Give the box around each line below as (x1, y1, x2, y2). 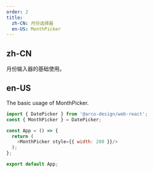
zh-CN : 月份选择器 (12, 20, 53, 26)
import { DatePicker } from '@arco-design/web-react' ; (6, 110, 148, 117)
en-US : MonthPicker (12, 25, 61, 32)
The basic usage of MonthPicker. (6, 99, 89, 106)
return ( (12, 133, 34, 140)
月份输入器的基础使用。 (6, 65, 65, 73)
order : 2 (6, 8, 29, 15)
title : (6, 15, 23, 21)
